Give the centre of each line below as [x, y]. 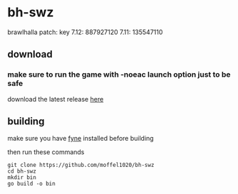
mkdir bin [22, 178]
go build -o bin [31, 184]
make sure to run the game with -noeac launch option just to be [119, 75]
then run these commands [46, 152]
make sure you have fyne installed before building [81, 139]
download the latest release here [56, 99]
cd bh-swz [22, 171]
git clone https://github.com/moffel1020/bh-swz [81, 165]
